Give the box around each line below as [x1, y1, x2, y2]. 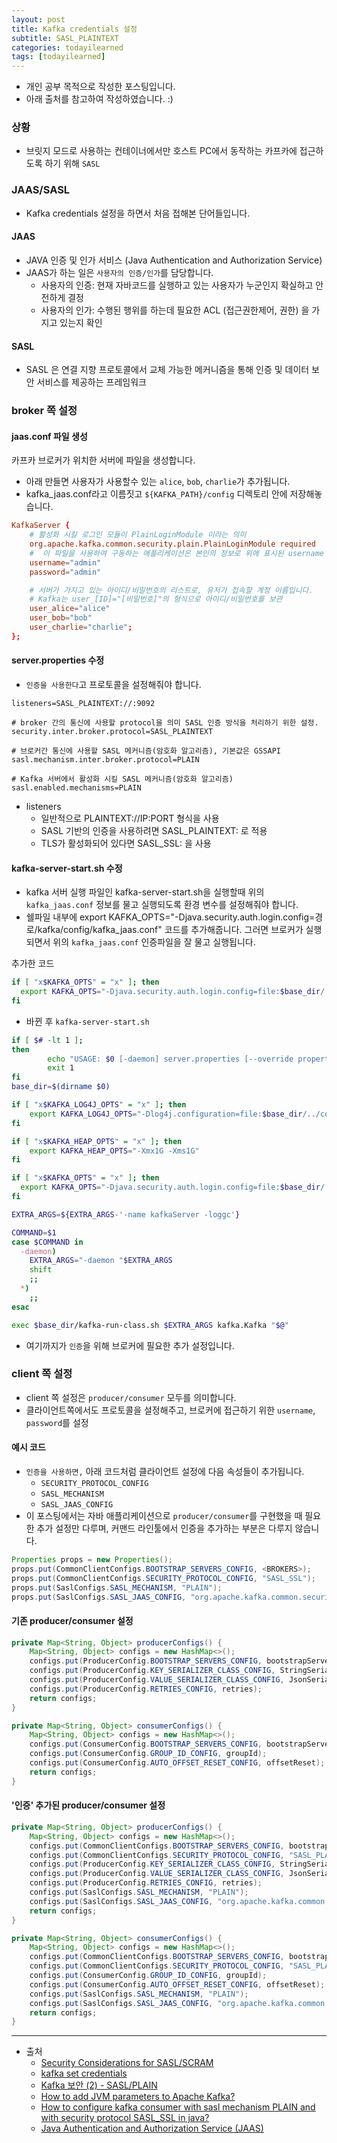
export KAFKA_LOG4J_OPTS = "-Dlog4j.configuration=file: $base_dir [29, 1109, 303, 1119]
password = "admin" [29, 567, 102, 577]
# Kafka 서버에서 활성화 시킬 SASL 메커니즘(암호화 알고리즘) [11, 774, 234, 784]
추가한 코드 [11, 957, 55, 970]
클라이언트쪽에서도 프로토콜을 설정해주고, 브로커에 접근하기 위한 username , [25, 1404, 316, 1416]
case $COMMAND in [11, 1237, 84, 1247]
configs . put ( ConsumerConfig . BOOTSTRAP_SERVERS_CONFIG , [29, 1739, 263, 1750]
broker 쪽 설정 [11, 404, 78, 418]
